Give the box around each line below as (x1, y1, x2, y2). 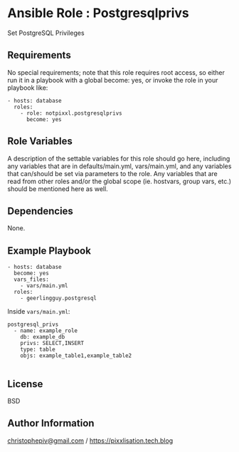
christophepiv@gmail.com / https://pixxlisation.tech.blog (7, 436, 174, 445)
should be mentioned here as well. (7, 184, 108, 193)
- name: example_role (14, 327, 78, 334)
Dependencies (7, 205, 73, 217)
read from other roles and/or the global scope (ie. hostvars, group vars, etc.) (7, 177, 232, 185)
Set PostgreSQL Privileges (7, 29, 85, 37)
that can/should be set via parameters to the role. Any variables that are (7, 169, 218, 178)
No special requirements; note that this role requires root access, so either (7, 68, 225, 76)
